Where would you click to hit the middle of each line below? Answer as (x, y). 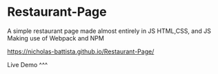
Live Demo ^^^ (28, 64)
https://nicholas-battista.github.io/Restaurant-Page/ (81, 51)
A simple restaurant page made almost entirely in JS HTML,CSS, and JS (109, 31)
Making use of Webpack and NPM (56, 38)
